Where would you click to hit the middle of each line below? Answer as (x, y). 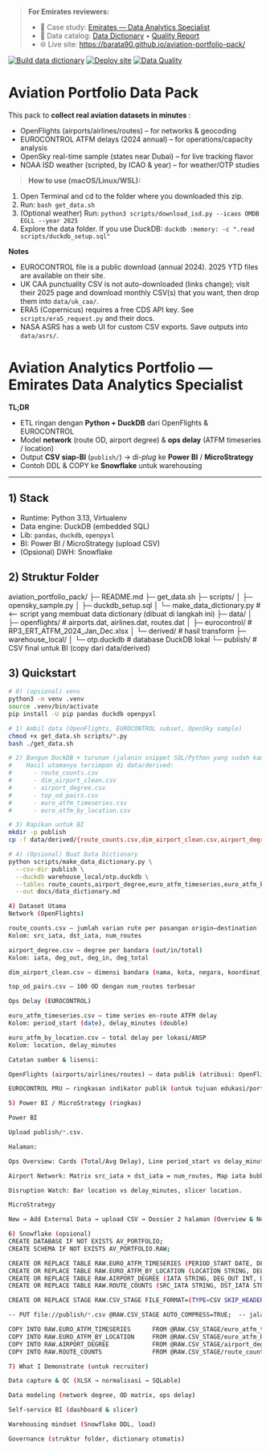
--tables (30, 884)
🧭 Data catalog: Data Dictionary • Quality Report (119, 36)
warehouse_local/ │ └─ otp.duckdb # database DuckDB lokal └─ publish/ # (133, 639)
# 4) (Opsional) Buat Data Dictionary (73, 855)
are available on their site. (63, 275)
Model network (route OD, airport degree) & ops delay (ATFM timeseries (140, 440)
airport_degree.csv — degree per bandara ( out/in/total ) (106, 950)
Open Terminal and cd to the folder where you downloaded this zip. (131, 195)
